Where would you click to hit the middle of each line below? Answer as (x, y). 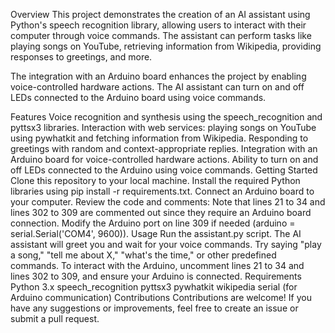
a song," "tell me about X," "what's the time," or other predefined (143, 255)
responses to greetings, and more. (81, 57)
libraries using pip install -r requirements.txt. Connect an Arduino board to (162, 191)
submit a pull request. (55, 318)
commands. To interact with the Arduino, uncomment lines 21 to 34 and (157, 265)
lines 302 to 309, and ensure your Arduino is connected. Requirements (156, 276)
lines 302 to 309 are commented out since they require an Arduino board (161, 212)
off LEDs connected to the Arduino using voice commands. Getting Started (164, 170)
